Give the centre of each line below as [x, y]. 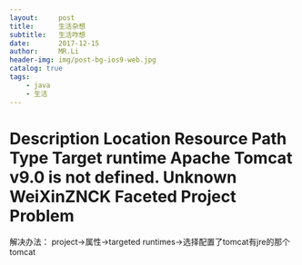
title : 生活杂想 [48, 26]
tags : [20, 77]
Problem [42, 216]
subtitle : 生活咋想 [48, 34]
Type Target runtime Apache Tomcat [151, 157]
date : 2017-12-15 [55, 43]
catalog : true [36, 69]
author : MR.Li [44, 52]
